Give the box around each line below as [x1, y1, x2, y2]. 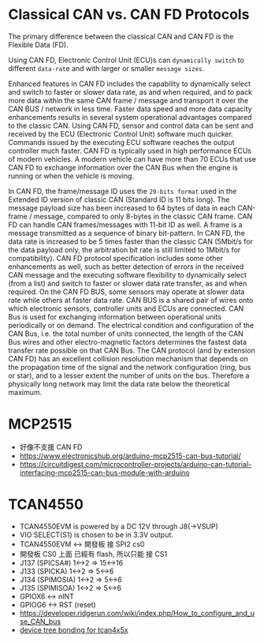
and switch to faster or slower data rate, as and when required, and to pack [8, 87, 252, 96]
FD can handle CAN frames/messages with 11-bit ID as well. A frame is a [8, 219, 243, 230]
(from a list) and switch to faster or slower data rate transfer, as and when [8, 278, 247, 288]
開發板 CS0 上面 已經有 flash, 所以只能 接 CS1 [19, 549, 168, 558]
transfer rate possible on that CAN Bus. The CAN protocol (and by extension [8, 345, 256, 355]
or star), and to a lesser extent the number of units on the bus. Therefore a [8, 371, 250, 380]
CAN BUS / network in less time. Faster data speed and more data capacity [8, 104, 252, 114]
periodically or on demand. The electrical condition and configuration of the [8, 320, 255, 330]
